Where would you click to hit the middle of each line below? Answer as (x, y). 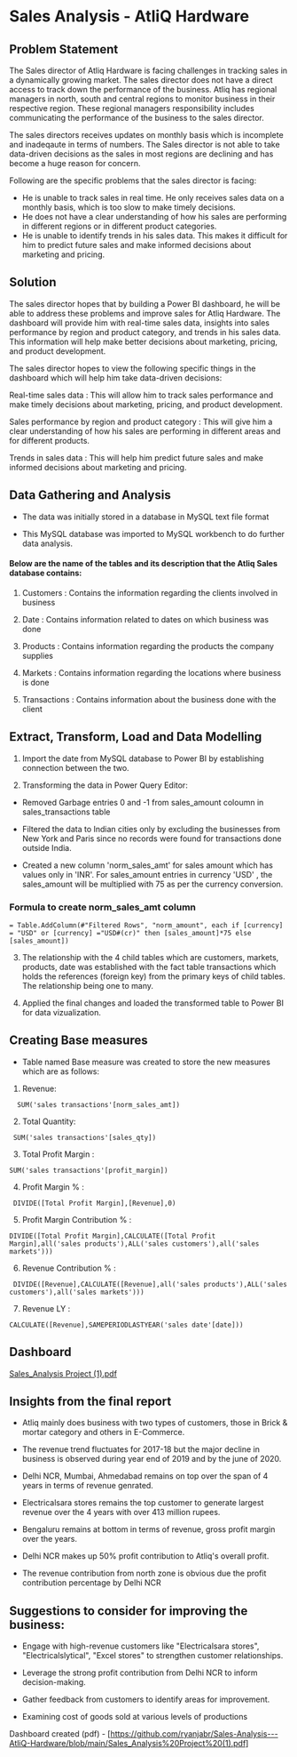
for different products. (50, 440)
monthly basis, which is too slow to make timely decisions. (129, 207)
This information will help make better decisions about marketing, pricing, (143, 341)
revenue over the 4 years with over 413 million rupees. (121, 1512)
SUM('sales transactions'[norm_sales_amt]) (98, 1104)
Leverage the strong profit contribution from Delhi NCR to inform (140, 1673)
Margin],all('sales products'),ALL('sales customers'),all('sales (134, 1244)
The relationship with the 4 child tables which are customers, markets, (150, 957)
